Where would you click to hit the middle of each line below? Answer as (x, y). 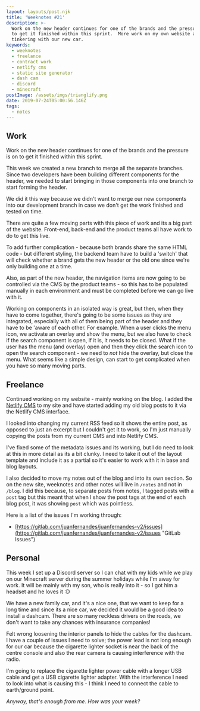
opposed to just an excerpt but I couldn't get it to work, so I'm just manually (99, 430)
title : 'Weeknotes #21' (36, 17)
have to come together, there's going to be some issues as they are (89, 315)
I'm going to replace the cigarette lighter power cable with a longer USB (94, 670)
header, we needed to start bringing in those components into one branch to (100, 181)
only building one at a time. (39, 266)
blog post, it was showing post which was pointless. (70, 503)
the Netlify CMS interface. (38, 412)
